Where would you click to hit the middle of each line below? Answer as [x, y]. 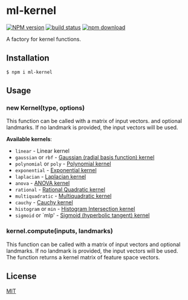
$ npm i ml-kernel [29, 72]
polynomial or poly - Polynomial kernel [63, 164]
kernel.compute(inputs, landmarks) [60, 231]
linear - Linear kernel [42, 151]
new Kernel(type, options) [46, 108]
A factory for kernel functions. [44, 39]
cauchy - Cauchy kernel [44, 202]
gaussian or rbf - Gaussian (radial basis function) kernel [85, 158]
